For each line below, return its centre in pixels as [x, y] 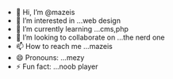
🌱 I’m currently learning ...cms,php [72, 29]
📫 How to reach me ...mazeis [64, 46]
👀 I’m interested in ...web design [68, 21]
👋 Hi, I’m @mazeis [45, 12]
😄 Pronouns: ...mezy [50, 58]
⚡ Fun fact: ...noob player [57, 66]
